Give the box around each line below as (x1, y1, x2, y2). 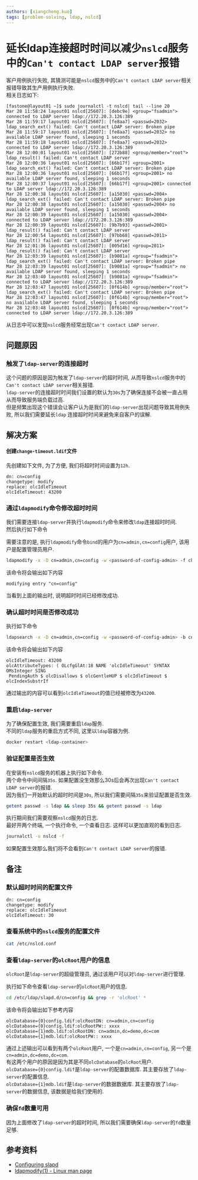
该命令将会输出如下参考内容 (6, 1006, 74, 1013)
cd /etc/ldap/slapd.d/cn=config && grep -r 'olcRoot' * (6, 995, 146, 1001)
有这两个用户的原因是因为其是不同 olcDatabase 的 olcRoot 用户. (6, 1058, 153, 1065)
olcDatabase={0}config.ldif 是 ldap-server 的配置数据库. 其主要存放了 (6, 1066, 174, 1073)
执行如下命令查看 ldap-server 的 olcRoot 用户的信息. (6, 983, 128, 990)
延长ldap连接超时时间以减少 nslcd (6, 41, 168, 55)
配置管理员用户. (16, 546, 55, 553)
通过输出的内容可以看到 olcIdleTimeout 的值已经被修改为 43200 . (6, 690, 156, 697)
